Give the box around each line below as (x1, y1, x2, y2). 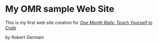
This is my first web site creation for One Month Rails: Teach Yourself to (5, 20, 153, 25)
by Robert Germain (5, 34, 44, 40)
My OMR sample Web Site (5, 3, 115, 15)
